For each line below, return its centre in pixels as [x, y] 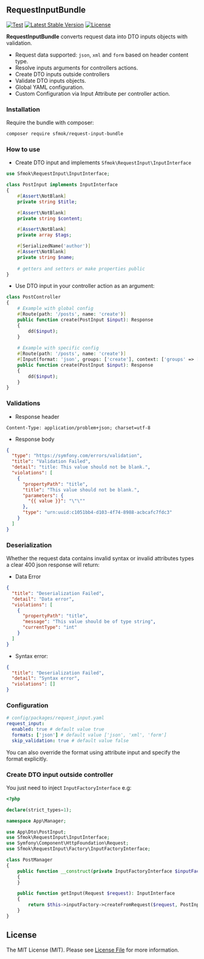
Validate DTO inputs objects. [50, 80]
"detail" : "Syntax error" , [46, 678]
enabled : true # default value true [58, 729]
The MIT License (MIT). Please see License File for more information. [93, 950]
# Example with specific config [58, 348]
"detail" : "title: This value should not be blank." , [81, 467]
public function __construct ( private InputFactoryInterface [95, 871]
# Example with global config [56, 309]
